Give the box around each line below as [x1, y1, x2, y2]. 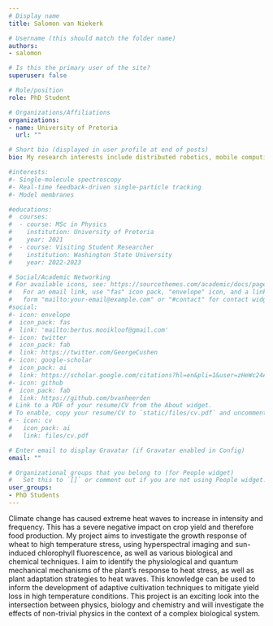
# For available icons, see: [8, 280, 107, 289]
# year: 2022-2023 [8, 258, 82, 267]
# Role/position [8, 86, 63, 94]
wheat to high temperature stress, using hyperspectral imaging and [8, 539, 234, 549]
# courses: [8, 213, 49, 221]
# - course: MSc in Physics [8, 220, 107, 228]
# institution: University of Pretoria [8, 228, 154, 237]
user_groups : [8, 484, 53, 492]
